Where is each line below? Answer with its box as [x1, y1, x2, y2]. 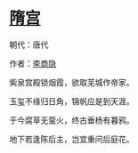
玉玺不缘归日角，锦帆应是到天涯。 [9, 95, 134, 107]
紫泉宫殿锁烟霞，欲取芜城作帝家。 [9, 76, 134, 87]
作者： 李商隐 [9, 58, 56, 68]
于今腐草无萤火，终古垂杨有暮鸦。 [9, 115, 134, 125]
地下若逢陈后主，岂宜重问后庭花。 [9, 133, 134, 144]
